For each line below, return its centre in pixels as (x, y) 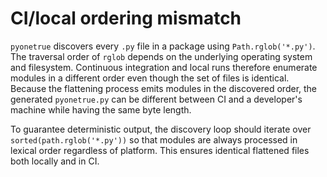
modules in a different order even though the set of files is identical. (150, 78)
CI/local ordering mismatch (126, 18)
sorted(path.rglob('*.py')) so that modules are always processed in (154, 139)
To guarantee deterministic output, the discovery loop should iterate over (161, 129)
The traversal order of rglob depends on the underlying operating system (161, 56)
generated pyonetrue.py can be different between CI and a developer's (156, 99)
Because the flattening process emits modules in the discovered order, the (164, 88)
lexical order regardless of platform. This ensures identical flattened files (160, 150)
